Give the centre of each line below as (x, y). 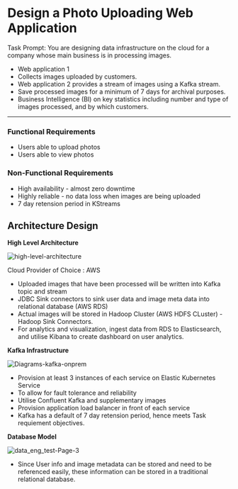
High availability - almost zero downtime (76, 189)
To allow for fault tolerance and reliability (77, 393)
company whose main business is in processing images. (90, 55)
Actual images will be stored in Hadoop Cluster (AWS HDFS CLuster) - (120, 314)
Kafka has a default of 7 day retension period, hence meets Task (112, 415)
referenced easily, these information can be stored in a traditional (113, 472)
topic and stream (42, 291)
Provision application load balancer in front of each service (104, 408)
